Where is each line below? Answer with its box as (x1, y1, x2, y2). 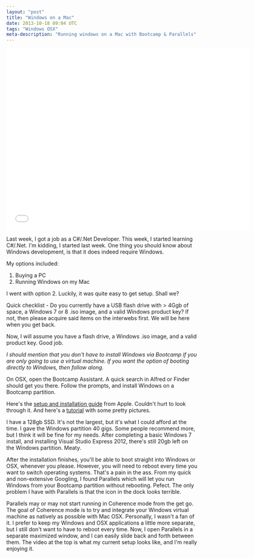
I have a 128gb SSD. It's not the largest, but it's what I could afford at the (6, 419, 187, 426)
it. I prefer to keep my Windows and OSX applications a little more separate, (6, 519, 195, 526)
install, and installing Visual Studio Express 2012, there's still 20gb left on (6, 438, 189, 445)
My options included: (6, 260, 59, 267)
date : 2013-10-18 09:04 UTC (6, 20, 78, 26)
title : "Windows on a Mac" (6, 15, 75, 21)
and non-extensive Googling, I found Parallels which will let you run (6, 476, 175, 483)
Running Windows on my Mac (15, 278, 90, 286)
